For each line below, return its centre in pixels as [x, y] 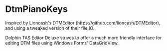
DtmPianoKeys [37, 9]
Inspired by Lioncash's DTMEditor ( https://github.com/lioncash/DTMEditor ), [83, 23]
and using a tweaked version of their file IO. [50, 28]
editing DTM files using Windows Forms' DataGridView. [62, 43]
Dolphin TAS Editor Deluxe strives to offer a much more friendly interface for [83, 38]
